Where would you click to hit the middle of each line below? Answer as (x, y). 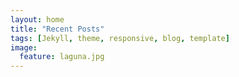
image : (24, 47)
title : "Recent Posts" (57, 29)
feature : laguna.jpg (62, 57)
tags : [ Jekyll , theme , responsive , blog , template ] (120, 38)
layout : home (37, 19)
